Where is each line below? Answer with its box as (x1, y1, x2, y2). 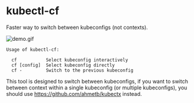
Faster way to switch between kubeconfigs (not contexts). (6, 24, 148, 31)
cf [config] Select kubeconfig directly (11, 62, 115, 68)
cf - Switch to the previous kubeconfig (11, 67, 134, 73)
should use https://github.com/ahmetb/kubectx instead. (6, 90, 142, 97)
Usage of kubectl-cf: (6, 46, 60, 53)
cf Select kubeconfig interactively (11, 57, 128, 63)
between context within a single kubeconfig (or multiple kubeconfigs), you (6, 84, 187, 91)
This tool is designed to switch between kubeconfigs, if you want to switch (6, 78, 188, 85)
